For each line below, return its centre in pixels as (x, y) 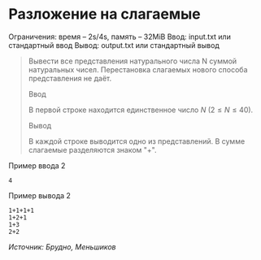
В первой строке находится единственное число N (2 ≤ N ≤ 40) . (141, 110)
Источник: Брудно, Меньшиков (62, 247)
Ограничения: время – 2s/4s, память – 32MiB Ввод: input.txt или (120, 37)
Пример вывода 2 (40, 195)
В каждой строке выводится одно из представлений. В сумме (137, 141)
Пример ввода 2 (37, 165)
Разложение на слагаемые (104, 14)
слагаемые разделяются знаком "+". (92, 149)
